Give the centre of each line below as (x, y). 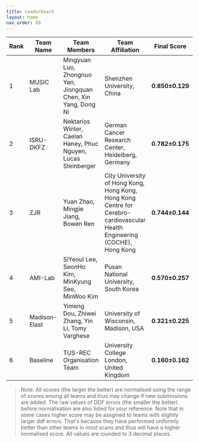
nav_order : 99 (24, 23)
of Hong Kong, (125, 183)
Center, (115, 148)
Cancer (115, 133)
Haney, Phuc (81, 144)
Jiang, (72, 216)
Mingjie (73, 209)
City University (125, 176)
